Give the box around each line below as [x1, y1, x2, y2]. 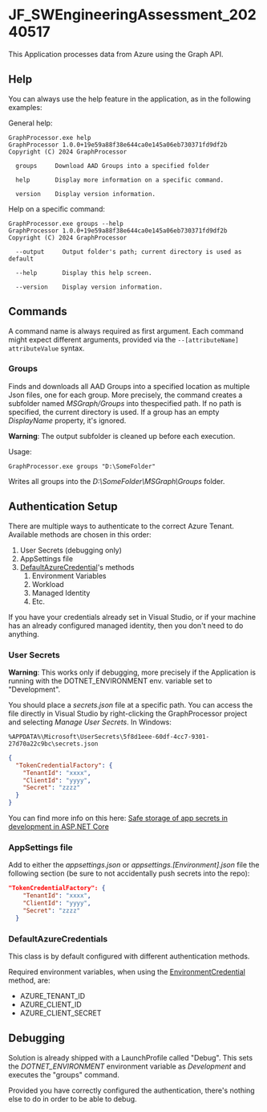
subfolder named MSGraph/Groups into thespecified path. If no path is [8, 398, 242, 408]
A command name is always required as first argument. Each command [8, 326, 245, 335]
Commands [8, 305, 68, 318]
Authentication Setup [8, 500, 118, 514]
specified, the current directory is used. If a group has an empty [8, 407, 220, 416]
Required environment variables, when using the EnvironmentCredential [8, 967, 246, 977]
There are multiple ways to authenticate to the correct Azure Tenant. [8, 521, 235, 531]
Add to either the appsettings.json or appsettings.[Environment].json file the [8, 860, 260, 870]
